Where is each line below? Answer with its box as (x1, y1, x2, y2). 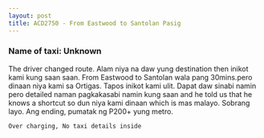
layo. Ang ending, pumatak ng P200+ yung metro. (8, 106, 174, 116)
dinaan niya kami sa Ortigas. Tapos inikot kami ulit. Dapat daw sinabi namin (8, 81, 257, 91)
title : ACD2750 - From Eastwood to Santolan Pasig (8, 19, 181, 27)
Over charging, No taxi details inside (8, 122, 142, 130)
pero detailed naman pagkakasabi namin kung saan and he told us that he (8, 89, 253, 99)
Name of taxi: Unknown (8, 46, 102, 57)
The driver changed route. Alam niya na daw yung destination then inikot (8, 63, 249, 73)
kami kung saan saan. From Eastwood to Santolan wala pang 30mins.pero (8, 72, 253, 82)
